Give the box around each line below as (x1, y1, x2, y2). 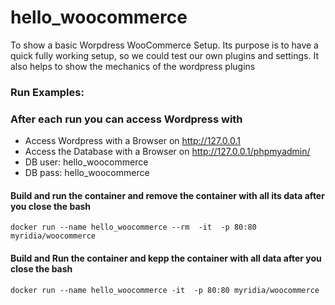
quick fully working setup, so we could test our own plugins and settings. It (10, 49, 320, 61)
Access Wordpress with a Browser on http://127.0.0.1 (24, 135, 241, 147)
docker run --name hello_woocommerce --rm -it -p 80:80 (10, 222, 257, 233)
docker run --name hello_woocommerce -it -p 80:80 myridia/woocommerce (10, 285, 320, 295)
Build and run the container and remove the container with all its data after (10, 189, 325, 201)
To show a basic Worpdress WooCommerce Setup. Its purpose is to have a (10, 39, 319, 51)
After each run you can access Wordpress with (10, 112, 243, 126)
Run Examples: (10, 85, 85, 99)
